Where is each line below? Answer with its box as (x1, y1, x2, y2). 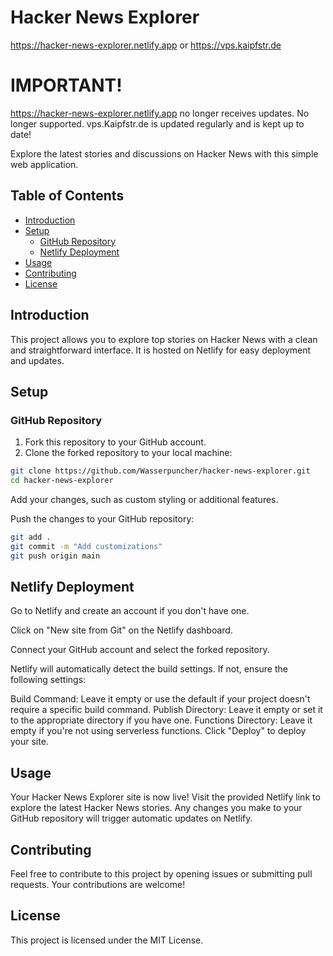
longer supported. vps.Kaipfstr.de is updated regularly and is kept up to (10, 117, 305, 130)
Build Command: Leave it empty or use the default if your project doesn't (10, 693, 311, 705)
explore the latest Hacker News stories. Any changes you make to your (10, 802, 303, 814)
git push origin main (10, 551, 101, 561)
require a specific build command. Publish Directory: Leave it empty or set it (10, 704, 323, 716)
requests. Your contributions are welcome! (10, 879, 186, 890)
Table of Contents (10, 187, 125, 205)
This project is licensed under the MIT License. (10, 934, 204, 946)
